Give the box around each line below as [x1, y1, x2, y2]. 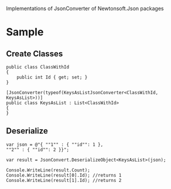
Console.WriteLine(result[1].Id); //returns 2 [6, 177, 122, 183]
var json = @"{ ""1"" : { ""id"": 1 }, [6, 142, 104, 147]
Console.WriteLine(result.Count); [6, 167, 91, 173]
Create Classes [6, 49, 63, 59]
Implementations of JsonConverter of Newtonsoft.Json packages [6, 5, 164, 12]
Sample [6, 26, 44, 39]
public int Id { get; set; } [16, 74, 88, 80]
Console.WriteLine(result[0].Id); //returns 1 [6, 172, 122, 178]
